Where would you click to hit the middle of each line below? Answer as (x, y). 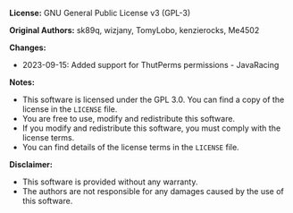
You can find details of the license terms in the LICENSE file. (130, 147)
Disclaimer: (31, 164)
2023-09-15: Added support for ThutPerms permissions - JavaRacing (151, 65)
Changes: (28, 47)
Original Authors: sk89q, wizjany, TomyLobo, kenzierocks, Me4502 (134, 30)
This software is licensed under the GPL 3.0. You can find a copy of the (153, 99)
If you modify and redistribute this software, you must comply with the (151, 128)
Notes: (22, 82)
